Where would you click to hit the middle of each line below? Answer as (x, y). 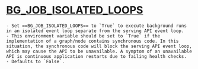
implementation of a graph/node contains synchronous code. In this (92, 41)
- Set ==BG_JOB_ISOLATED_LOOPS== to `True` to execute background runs (96, 26)
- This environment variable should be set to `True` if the (83, 36)
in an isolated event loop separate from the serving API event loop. (95, 31)
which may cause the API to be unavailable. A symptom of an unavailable (99, 51)
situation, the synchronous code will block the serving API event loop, (99, 46)
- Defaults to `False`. (36, 61)
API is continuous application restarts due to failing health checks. (96, 56)
